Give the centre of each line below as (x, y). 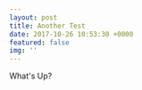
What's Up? (31, 76)
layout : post (33, 17)
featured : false (39, 42)
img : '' (24, 51)
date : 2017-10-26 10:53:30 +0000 (71, 34)
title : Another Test (48, 26)
